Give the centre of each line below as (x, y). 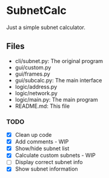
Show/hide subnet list (42, 148)
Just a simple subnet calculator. (46, 27)
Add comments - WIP (42, 142)
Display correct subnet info (49, 162)
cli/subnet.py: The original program (59, 61)
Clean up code (33, 135)
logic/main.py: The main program (56, 99)
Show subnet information (46, 169)
